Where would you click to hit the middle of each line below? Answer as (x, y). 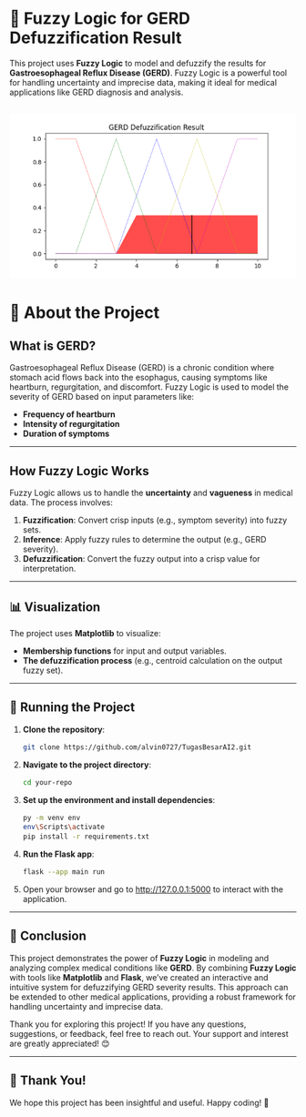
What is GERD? (53, 345)
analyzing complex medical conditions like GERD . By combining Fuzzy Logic (153, 968)
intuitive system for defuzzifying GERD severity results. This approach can (149, 987)
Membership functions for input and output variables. (125, 651)
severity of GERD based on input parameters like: (102, 397)
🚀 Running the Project (72, 708)
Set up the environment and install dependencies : (119, 799)
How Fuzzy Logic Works (79, 471)
